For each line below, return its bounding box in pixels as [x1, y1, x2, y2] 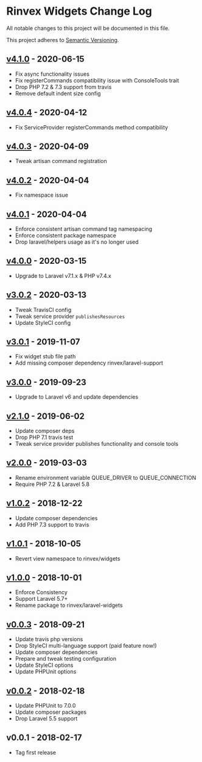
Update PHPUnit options [15, 668, 77, 675]
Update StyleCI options [15, 661, 74, 669]
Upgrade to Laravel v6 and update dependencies [15, 393, 139, 401]
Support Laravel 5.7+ [15, 595, 68, 603]
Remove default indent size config [15, 90, 102, 97]
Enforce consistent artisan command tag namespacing [15, 225, 153, 233]
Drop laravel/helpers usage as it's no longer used [15, 238, 139, 245]
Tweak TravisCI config [15, 306, 72, 313]
